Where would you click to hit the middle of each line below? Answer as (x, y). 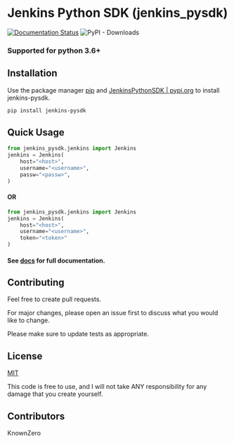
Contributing (36, 283)
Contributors (36, 416)
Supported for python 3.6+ (54, 51)
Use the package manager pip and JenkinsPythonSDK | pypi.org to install (113, 90)
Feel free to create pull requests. (54, 299)
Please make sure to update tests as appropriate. (78, 334)
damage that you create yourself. (55, 394)
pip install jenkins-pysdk (47, 110)
